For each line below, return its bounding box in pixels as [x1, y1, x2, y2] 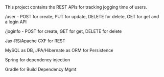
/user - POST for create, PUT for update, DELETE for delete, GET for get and [5, 14, 159, 19]
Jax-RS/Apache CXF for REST [5, 38, 66, 44]
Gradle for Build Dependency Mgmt [5, 66, 77, 72]
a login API [5, 19, 27, 25]
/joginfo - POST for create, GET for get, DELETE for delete [5, 28, 122, 34]
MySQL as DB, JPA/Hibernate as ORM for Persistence [5, 48, 114, 53]
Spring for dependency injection [5, 57, 70, 63]
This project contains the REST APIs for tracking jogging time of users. [5, 4, 147, 10]
